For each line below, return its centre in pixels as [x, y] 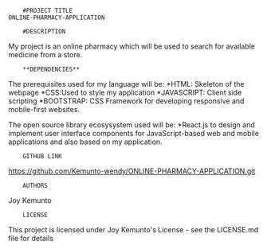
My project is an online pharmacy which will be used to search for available [132, 46]
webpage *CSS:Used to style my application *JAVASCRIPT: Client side [125, 92]
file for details [31, 238]
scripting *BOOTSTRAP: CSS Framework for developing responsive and [126, 101]
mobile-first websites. [44, 109]
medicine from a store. [45, 54]
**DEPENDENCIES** [51, 69]
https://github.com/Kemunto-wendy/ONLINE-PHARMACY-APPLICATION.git [132, 171]
